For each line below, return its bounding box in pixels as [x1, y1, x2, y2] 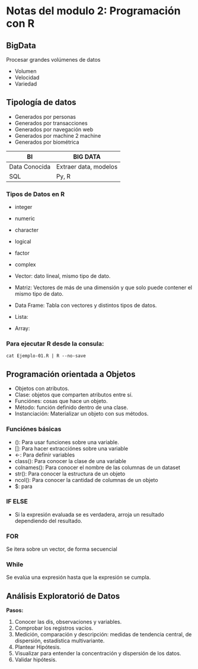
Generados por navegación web [14, 126, 94, 133]
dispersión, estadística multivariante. [14, 637, 105, 645]
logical [14, 238, 31, 245]
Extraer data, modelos [56, 162, 118, 170]
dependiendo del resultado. [14, 517, 82, 524]
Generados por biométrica [14, 138, 79, 145]
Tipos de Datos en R [6, 190, 65, 198]
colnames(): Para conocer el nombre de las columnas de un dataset [14, 464, 181, 471]
